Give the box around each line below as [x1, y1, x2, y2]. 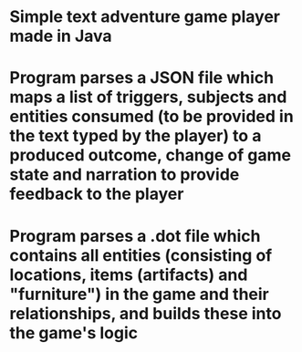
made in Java [9, 26, 112, 47]
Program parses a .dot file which [9, 225, 261, 246]
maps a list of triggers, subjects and [9, 87, 287, 108]
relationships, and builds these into [9, 303, 282, 324]
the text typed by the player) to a [9, 126, 262, 147]
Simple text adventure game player [9, 6, 281, 27]
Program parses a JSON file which [9, 67, 275, 88]
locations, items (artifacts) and [9, 264, 248, 285]
